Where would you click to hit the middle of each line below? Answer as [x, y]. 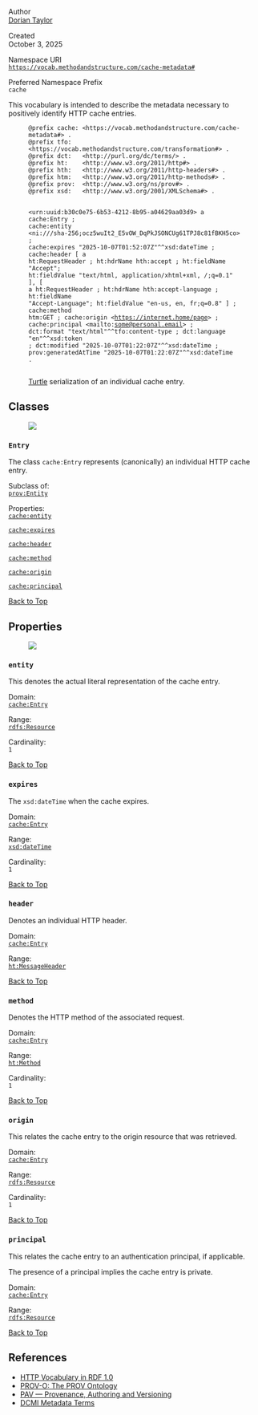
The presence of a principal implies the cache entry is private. [111, 1271]
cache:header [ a [57, 254]
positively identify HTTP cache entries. [73, 113]
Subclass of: [29, 486]
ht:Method [25, 1063]
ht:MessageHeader [37, 966]
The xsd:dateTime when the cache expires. [79, 801]
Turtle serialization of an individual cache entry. [107, 381]
